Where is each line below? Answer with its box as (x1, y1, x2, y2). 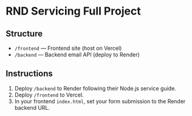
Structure (5, 29, 43, 39)
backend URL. (14, 104, 50, 111)
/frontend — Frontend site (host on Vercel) (14, 44, 122, 52)
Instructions (5, 69, 53, 79)
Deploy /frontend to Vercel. (14, 91, 84, 98)
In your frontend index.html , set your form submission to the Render (14, 97, 186, 104)
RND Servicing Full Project (5, 4, 141, 18)
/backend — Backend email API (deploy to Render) (14, 51, 140, 58)
